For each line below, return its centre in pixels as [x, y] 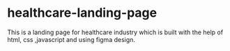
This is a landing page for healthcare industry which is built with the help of [115, 32]
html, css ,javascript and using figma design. [71, 39]
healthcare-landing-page [82, 13]
